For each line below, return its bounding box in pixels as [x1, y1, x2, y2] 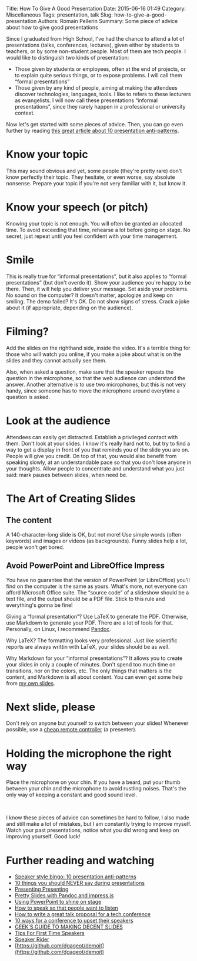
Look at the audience [6, 414, 111, 427]
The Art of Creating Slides [6, 492, 136, 505]
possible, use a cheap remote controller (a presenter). [6, 726, 137, 733]
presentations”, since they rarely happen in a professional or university [14, 103, 186, 110]
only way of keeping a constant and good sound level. [6, 791, 137, 799]
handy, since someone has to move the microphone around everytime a [6, 387, 181, 394]
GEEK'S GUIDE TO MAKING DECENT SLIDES [14, 923, 123, 930]
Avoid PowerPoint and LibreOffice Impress [6, 561, 165, 571]
